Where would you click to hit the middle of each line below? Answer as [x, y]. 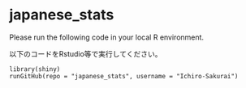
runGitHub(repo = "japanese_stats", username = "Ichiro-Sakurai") [124, 76]
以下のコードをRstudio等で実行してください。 [86, 53]
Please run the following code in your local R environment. [107, 37]
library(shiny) [35, 69]
